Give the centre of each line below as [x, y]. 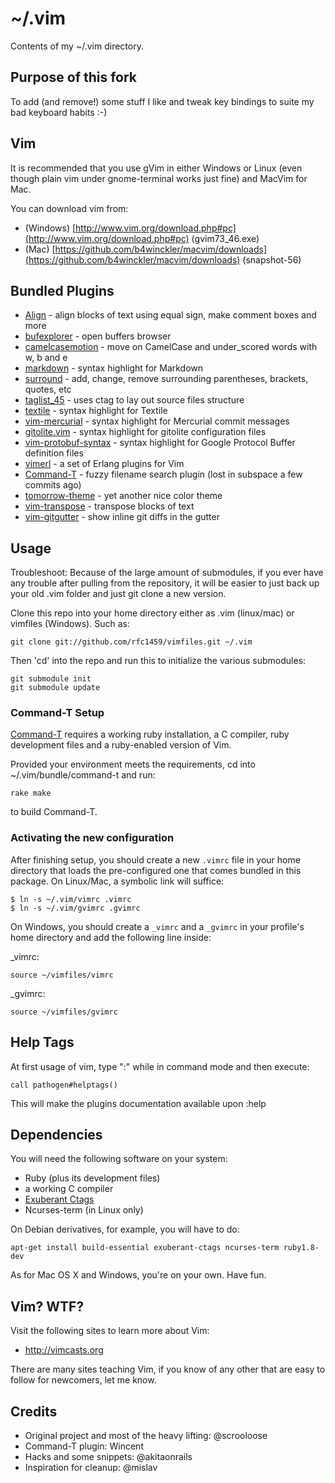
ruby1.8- [301, 1248]
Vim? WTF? [47, 1306]
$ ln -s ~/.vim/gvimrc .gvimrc [75, 908]
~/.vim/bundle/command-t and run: [83, 775]
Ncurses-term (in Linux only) [84, 1210]
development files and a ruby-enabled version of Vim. [121, 745]
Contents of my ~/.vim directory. [77, 46]
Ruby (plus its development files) [92, 1178]
